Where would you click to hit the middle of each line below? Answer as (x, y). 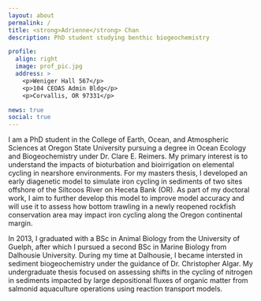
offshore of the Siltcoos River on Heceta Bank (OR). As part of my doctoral (129, 190)
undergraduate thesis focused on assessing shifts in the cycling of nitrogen (130, 272)
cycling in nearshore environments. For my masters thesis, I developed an (128, 173)
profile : (22, 52)
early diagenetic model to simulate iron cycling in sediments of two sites (125, 181)
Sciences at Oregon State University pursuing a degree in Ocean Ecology (127, 148)
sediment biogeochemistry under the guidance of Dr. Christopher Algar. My (131, 264)
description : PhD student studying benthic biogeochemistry (109, 37)
